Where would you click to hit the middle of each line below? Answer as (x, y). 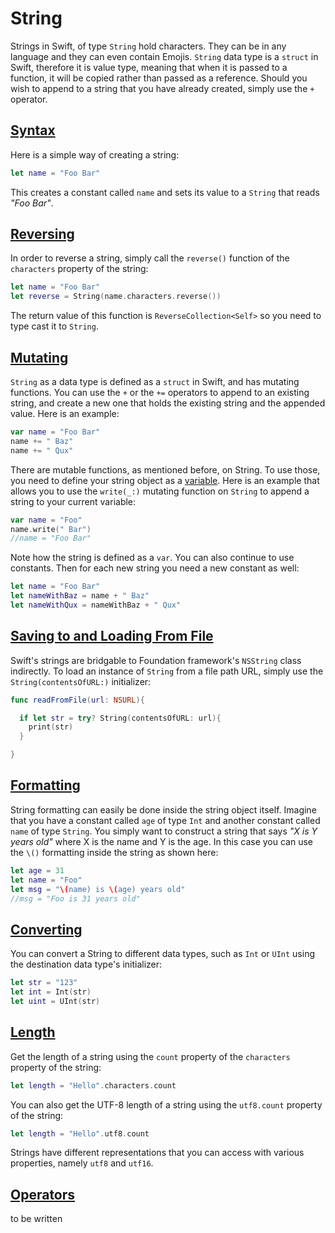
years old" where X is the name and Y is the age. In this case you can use (161, 841)
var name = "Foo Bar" (55, 432)
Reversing (42, 234)
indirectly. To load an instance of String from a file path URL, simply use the (167, 671)
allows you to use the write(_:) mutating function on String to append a (160, 491)
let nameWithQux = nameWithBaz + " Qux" (96, 605)
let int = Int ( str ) (51, 992)
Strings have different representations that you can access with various (157, 1153)
